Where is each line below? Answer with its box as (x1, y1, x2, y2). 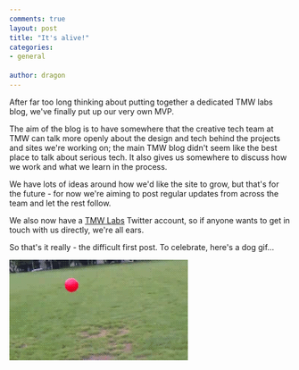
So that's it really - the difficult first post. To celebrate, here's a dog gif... (9, 241, 275, 252)
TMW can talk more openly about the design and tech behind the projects (9, 132, 281, 143)
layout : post (9, 23, 58, 33)
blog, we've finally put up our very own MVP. (9, 105, 175, 116)
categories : (9, 43, 54, 52)
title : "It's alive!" (9, 33, 90, 42)
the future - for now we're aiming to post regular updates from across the (9, 188, 279, 198)
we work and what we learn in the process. (9, 161, 168, 172)
